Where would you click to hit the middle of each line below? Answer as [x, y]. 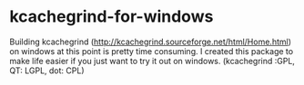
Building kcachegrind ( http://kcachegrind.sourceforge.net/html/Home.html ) [151, 42]
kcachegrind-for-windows [111, 17]
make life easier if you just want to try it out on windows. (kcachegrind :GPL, [152, 61]
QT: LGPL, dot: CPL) [47, 71]
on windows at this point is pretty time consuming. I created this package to [152, 51]
